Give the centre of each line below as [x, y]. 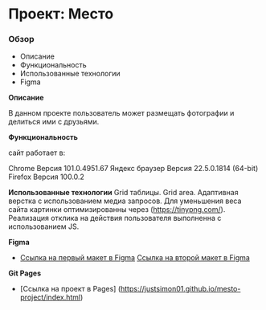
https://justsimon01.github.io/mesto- [180, 289]
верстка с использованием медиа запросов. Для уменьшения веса [125, 201]
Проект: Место [61, 14]
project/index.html [50, 297]
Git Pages [25, 273]
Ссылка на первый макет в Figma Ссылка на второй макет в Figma [135, 258]
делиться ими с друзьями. [54, 122]
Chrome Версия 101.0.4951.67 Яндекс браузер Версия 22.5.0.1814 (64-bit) [133, 169]
